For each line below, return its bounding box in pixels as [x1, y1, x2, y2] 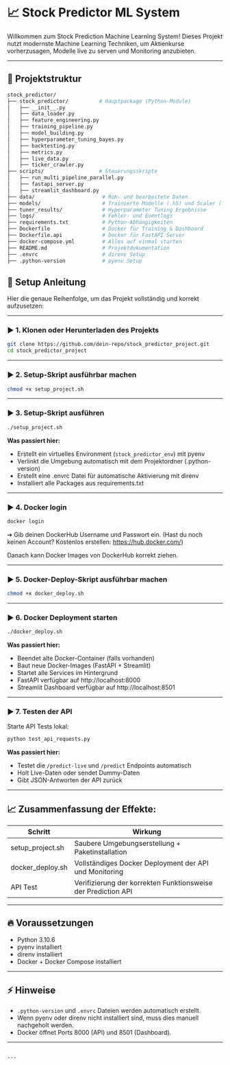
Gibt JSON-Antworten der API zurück [16, 776, 123, 784]
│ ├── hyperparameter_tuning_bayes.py [7, 136, 125, 143]
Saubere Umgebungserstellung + [74, 838, 181, 848]
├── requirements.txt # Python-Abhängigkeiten [7, 219, 173, 226]
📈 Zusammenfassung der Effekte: [7, 803, 157, 815]
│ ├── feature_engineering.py [7, 117, 99, 124]
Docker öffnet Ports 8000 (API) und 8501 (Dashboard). [16, 1028, 172, 1036]
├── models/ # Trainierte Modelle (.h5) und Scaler [7, 200, 216, 207]
